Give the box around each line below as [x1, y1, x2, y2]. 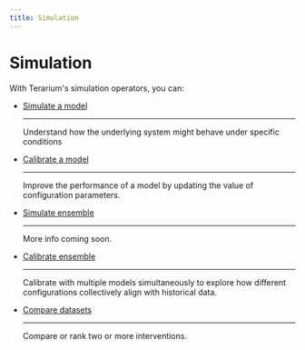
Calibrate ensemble [22, 251, 96, 262]
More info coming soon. [22, 233, 113, 244]
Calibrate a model [22, 154, 89, 165]
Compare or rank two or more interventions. [22, 330, 188, 341]
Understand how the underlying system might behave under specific [22, 126, 280, 137]
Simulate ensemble [22, 206, 94, 218]
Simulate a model [22, 100, 88, 111]
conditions [22, 135, 63, 146]
